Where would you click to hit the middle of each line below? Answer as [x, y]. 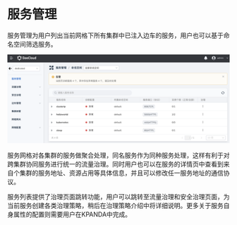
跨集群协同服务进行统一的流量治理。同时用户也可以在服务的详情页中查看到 [115, 164]
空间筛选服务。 [35, 44]
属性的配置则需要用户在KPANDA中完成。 [72, 214]
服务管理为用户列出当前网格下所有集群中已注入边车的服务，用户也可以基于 [115, 35]
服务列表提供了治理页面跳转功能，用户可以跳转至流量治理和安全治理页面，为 [119, 196]
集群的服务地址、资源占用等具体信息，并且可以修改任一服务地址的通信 [121, 173]
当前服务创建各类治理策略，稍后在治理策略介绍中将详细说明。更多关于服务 [115, 205]
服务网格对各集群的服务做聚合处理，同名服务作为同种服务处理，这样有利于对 [119, 155]
